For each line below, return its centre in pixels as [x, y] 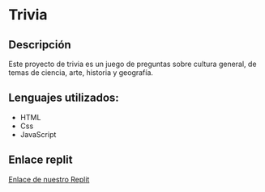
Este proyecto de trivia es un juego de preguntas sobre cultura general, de [132, 64]
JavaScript [38, 134]
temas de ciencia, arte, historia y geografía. [81, 73]
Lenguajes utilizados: [64, 98]
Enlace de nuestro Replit [49, 179]
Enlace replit [41, 160]
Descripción [40, 45]
